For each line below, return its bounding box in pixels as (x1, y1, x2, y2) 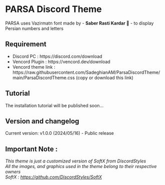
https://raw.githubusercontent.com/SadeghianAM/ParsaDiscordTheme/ (12, 69, 160, 75)
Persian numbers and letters (5, 25, 64, 31)
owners (5, 169, 21, 175)
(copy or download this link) (76, 74, 134, 81)
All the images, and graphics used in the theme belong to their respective (5, 163, 157, 169)
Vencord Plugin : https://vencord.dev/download (12, 59, 110, 65)
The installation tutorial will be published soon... (5, 102, 104, 108)
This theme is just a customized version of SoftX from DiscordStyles (5, 158, 146, 164)
